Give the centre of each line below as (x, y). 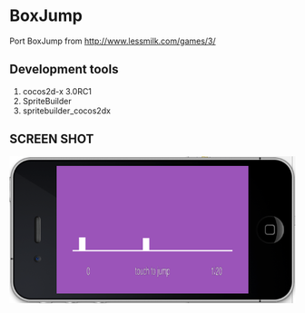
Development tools (64, 69)
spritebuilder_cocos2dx (67, 111)
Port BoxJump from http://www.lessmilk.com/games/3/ (113, 41)
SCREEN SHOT (52, 139)
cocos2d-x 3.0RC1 (57, 91)
